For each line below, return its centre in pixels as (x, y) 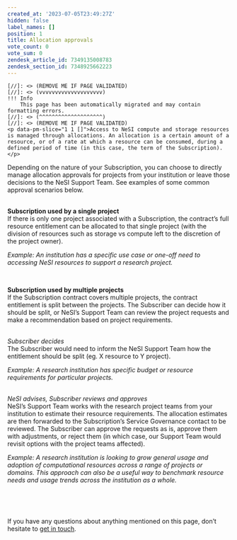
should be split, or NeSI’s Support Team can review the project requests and (118, 312)
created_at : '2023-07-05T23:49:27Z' (61, 14)
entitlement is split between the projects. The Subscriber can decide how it (117, 304)
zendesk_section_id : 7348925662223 (60, 67)
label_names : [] (31, 27)
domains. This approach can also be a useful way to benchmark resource (116, 472)
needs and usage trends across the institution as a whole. (92, 480)
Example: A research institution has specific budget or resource (100, 369)
